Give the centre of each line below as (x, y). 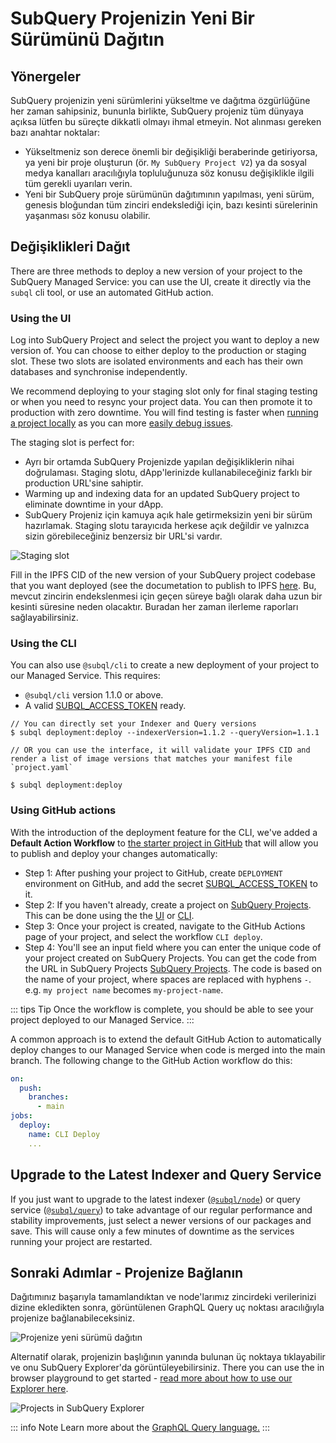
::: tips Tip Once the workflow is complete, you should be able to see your (162, 1009)
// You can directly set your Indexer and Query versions (133, 724)
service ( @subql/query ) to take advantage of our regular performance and (161, 1209)
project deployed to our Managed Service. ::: (102, 1019)
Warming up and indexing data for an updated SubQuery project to (162, 494)
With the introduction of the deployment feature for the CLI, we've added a (164, 832)
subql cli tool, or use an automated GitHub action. (112, 292)
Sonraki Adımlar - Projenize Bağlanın (127, 1272)
